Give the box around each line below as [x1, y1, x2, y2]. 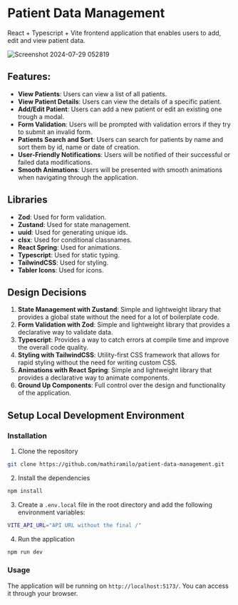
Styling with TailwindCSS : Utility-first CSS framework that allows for [17, 351, 220, 360]
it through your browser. [7, 589, 78, 597]
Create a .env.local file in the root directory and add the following [17, 500, 212, 509]
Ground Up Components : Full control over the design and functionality [17, 381, 226, 390]
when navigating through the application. [17, 173, 139, 181]
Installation [7, 430, 48, 440]
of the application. [17, 389, 71, 397]
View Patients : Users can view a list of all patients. [17, 89, 167, 98]
